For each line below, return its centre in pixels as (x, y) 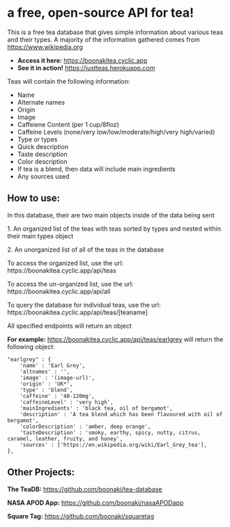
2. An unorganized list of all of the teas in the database (86, 250)
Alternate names (41, 102)
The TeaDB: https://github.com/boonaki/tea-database (85, 489)
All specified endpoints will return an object (70, 326)
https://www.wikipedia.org (45, 47)
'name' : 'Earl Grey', (53, 365)
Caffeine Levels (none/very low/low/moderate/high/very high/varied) (116, 132)
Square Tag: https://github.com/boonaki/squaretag (81, 516)
